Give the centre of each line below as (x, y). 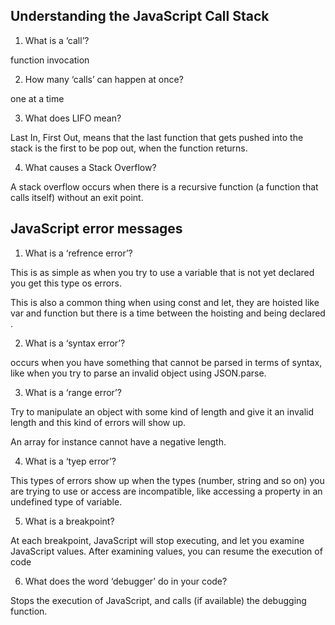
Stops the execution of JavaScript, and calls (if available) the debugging (158, 600)
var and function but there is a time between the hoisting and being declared (168, 313)
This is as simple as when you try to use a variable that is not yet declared (162, 272)
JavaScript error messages (96, 229)
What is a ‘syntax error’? (75, 343)
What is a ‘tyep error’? (70, 461)
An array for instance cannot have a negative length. (118, 441)
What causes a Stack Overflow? (90, 167)
